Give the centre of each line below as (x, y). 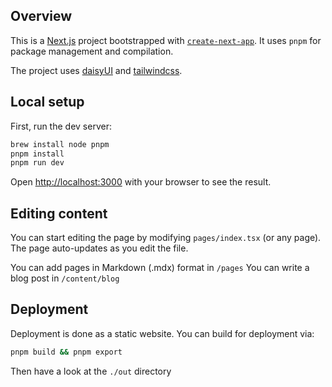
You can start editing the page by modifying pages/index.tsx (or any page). (166, 238)
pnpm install (37, 154)
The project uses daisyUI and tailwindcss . (96, 70)
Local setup (47, 102)
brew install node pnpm (60, 144)
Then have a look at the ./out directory (91, 371)
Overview (41, 16)
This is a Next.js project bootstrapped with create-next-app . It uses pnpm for (166, 40)
